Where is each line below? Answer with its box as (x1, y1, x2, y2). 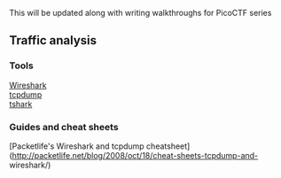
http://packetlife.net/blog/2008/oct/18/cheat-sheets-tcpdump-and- (12, 150, 259, 160)
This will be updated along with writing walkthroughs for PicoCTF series (9, 8, 272, 18)
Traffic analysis (9, 33, 98, 48)
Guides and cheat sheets (9, 120, 119, 133)
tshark (9, 98, 33, 109)
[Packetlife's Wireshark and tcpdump (9, 141, 144, 151)
